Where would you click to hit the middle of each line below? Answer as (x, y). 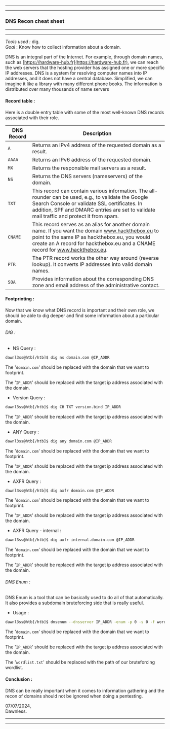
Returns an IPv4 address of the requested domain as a (97, 145)
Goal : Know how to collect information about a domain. (63, 47)
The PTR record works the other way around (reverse (96, 258)
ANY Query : (26, 432)
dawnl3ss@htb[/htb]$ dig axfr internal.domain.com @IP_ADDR (70, 540)
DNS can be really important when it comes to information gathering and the (85, 690)
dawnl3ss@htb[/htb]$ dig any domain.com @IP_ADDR (59, 441)
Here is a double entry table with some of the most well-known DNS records (85, 112)
